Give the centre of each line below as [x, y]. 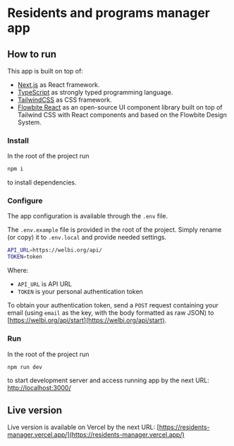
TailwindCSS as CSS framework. [64, 100]
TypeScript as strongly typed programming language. [95, 92]
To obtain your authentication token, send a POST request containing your [113, 305]
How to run [32, 54]
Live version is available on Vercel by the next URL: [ [84, 427]
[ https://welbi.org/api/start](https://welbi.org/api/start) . [87, 320]
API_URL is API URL [45, 284]
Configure [25, 201]
